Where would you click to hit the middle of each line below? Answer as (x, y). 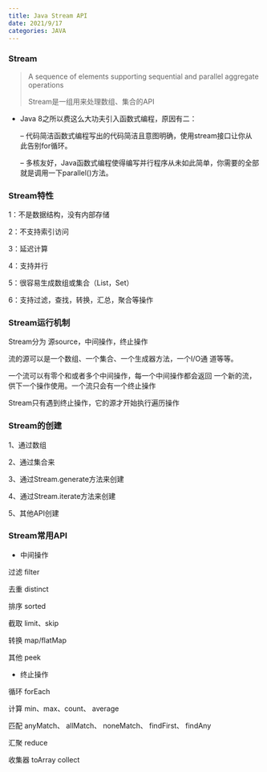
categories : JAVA (37, 31)
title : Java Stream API (48, 16)
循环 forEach (29, 691)
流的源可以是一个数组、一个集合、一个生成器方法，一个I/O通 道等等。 (123, 359)
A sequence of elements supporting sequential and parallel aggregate (143, 76)
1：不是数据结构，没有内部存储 (59, 214)
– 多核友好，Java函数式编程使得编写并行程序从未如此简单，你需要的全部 (140, 162)
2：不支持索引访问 (39, 231)
